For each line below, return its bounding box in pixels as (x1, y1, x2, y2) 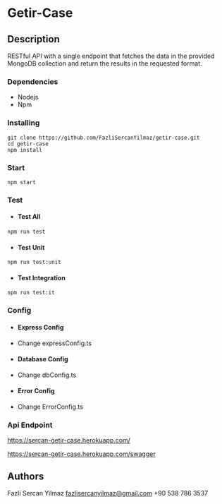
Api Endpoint (7, 420, 53, 430)
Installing (7, 118, 40, 128)
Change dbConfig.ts (17, 371, 77, 379)
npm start (7, 179, 37, 186)
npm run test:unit (7, 259, 61, 266)
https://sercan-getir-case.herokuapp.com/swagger (7, 450, 156, 458)
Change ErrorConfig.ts (17, 402, 83, 411)
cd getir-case (7, 140, 49, 148)
